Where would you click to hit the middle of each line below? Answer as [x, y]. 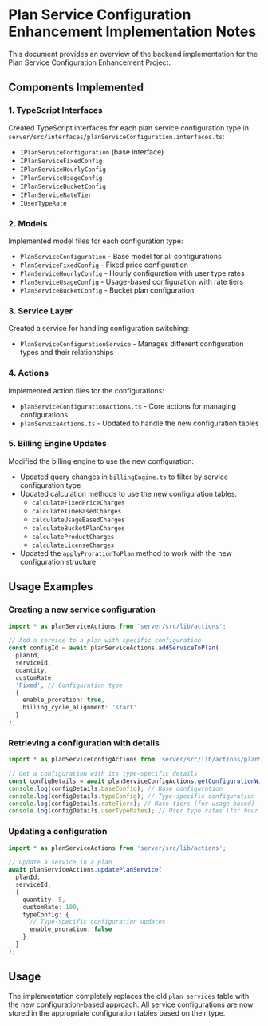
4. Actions [29, 373]
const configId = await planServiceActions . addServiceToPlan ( [114, 648]
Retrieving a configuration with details [84, 743]
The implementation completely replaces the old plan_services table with [129, 996]
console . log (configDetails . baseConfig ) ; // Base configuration [116, 788]
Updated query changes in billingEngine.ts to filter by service [124, 477]
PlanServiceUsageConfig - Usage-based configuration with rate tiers [132, 281]
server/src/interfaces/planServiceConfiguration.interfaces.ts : [116, 136]
